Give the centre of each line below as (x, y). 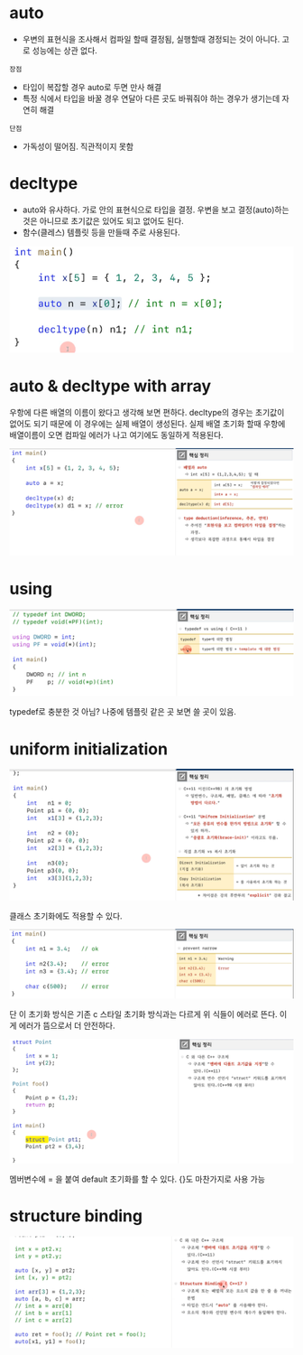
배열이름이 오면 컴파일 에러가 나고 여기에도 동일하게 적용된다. (116, 435)
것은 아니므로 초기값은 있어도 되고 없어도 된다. (103, 220)
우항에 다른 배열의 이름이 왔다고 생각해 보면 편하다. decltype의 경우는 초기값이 (147, 412)
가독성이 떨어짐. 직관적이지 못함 (78, 146)
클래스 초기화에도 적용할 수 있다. (66, 916)
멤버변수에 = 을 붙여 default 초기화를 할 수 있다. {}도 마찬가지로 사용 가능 (138, 1179)
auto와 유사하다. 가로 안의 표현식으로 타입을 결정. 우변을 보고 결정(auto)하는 (156, 210)
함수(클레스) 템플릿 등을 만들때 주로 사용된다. (101, 232)
